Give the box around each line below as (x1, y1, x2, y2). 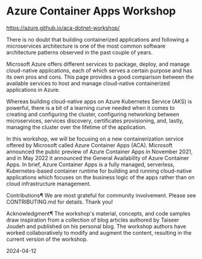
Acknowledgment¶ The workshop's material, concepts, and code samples (6, 209, 191, 217)
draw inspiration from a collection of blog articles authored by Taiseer (6, 216, 180, 223)
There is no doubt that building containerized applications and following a (6, 36, 189, 43)
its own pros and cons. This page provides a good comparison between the (6, 73, 194, 80)
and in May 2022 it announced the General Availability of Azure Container (6, 154, 189, 161)
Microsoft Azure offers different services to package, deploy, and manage (6, 60, 190, 68)
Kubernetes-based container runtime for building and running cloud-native (6, 167, 192, 174)
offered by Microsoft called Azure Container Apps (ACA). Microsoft (6, 141, 173, 149)
